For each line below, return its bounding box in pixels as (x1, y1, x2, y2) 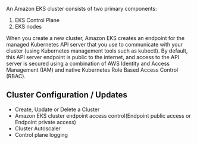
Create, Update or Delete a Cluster (14, 106, 100, 113)
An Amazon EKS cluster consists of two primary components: (6, 5, 157, 12)
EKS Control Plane (14, 17, 60, 23)
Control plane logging (14, 131, 68, 138)
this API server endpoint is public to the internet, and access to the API (6, 54, 180, 60)
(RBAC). (6, 73, 26, 79)
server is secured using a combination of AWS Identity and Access (6, 60, 170, 67)
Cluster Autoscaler (14, 125, 61, 132)
